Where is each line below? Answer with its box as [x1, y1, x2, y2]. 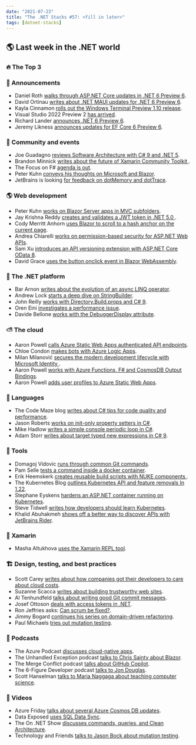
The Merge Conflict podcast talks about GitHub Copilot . [14, 660, 150, 667]
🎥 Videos [6, 694, 32, 702]
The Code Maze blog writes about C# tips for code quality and [14, 407, 167, 414]
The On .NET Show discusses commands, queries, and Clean [14, 719, 164, 726]
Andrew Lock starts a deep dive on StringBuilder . [14, 291, 134, 298]
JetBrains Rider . [14, 517, 54, 524]
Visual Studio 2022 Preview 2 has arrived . [14, 110, 117, 118]
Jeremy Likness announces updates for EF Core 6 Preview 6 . [14, 123, 163, 130]
